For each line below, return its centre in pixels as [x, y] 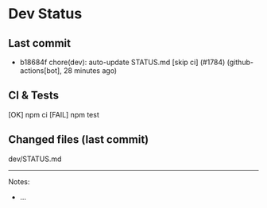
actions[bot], [41, 71]
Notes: [19, 181]
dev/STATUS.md [35, 159]
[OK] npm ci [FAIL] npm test [54, 114]
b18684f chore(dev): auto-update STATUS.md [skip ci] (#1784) [122, 62]
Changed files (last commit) [79, 140]
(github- [240, 62]
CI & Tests [34, 96]
